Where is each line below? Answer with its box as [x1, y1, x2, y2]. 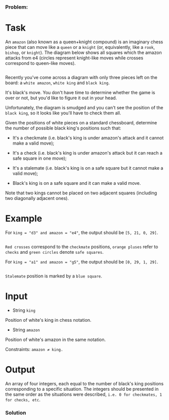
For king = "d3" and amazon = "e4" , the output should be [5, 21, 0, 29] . [5, 229, 158, 235]
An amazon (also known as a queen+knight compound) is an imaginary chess [5, 39, 163, 45]
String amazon [12, 326, 40, 333]
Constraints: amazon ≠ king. [5, 346, 63, 352]
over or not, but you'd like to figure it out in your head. [5, 95, 117, 101]
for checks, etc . [5, 396, 41, 402]
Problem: [5, 4, 28, 11]
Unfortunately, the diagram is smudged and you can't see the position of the [5, 104, 163, 110]
